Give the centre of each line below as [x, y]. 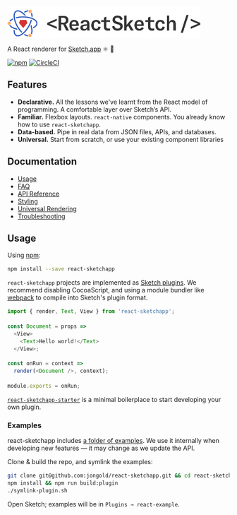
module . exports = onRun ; [44, 386]
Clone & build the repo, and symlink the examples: [80, 462]
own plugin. [24, 407]
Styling [28, 201]
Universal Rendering [47, 208]
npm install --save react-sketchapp [61, 269]
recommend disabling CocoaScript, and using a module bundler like [106, 290]
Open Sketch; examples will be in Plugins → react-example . [93, 504]
